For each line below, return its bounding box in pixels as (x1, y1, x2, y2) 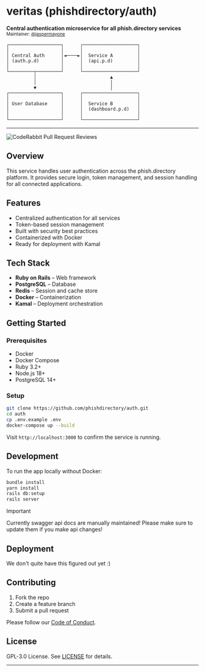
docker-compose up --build (6, 422, 75, 428)
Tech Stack (6, 258, 50, 268)
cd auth (6, 411, 26, 417)
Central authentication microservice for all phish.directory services (6, 24, 181, 32)
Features (6, 198, 41, 209)
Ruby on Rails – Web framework (15, 274, 96, 282)
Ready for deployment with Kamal (15, 240, 101, 247)
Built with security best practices (15, 227, 98, 234)
